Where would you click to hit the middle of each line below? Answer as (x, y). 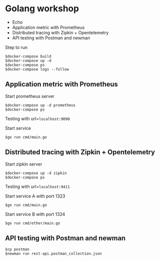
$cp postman (17, 249)
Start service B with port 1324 (35, 214)
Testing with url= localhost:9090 (38, 118)
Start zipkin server (24, 164)
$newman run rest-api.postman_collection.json (53, 254)
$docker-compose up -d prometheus (40, 105)
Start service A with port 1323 (35, 196)
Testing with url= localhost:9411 (38, 186)
